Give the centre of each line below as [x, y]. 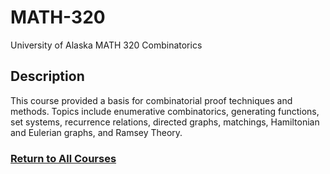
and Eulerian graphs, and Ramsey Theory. [96, 132]
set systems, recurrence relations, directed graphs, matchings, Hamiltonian [165, 122]
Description [47, 76]
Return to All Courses [63, 158]
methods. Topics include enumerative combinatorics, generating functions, [165, 111]
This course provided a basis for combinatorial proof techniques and [151, 100]
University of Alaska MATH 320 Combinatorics [106, 45]
